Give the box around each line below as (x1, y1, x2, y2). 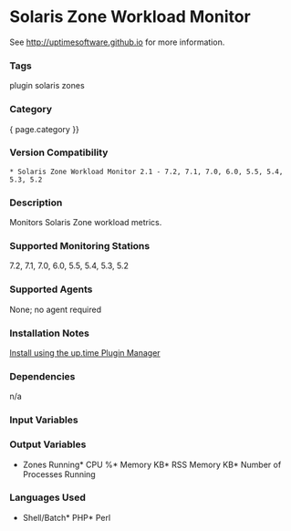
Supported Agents (9, 283, 93, 296)
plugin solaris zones (9, 80, 85, 91)
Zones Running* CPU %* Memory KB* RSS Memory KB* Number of (22, 459, 282, 470)
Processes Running (22, 468, 96, 480)
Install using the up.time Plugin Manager (9, 348, 161, 359)
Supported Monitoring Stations (9, 240, 151, 253)
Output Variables (9, 438, 87, 451)
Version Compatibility (9, 146, 109, 159)
